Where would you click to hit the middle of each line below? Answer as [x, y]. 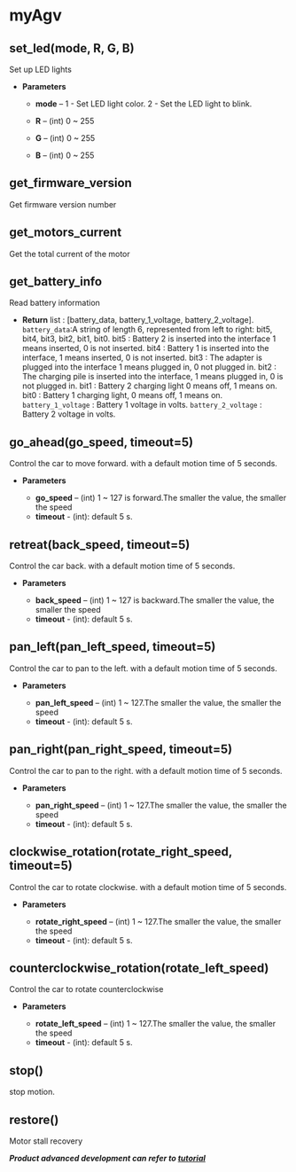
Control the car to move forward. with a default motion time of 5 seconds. [143, 464]
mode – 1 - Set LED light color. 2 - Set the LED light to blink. [144, 104]
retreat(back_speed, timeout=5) [100, 545]
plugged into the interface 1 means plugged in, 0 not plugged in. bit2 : [149, 367]
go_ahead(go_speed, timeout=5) [101, 442]
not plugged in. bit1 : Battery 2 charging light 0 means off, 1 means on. [149, 386]
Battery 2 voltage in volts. [69, 414]
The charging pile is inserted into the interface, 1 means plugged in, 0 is [152, 377]
